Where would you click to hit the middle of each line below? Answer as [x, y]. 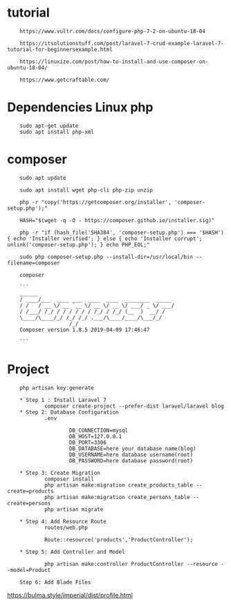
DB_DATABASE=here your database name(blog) [132, 448]
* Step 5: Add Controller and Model [73, 552]
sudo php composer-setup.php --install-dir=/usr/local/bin [107, 257]
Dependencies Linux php [80, 107]
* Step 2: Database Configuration [69, 412]
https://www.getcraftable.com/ [65, 80]
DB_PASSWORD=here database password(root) [131, 461]
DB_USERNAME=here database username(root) [131, 455]
